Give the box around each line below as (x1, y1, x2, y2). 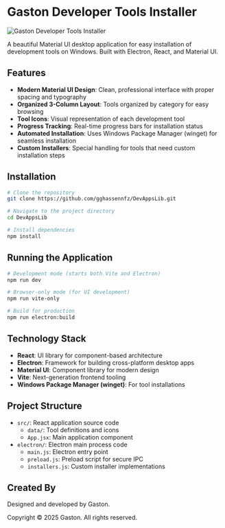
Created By (7, 481, 56, 494)
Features (7, 67, 46, 79)
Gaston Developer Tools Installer (7, 4, 198, 20)
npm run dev (7, 276, 41, 283)
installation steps (16, 151, 65, 159)
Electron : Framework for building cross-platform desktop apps (16, 358, 195, 367)
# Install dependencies (7, 227, 75, 234)
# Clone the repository (7, 189, 75, 196)
